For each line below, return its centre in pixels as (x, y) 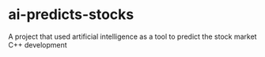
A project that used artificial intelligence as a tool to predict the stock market (132, 36)
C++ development (38, 44)
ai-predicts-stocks (71, 15)
